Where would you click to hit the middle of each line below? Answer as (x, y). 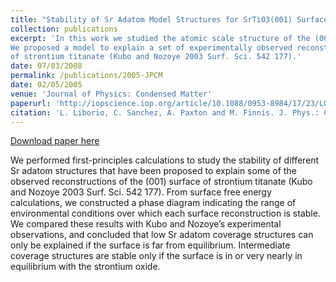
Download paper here (55, 141)
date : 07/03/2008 (46, 66)
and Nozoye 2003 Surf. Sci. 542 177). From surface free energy (141, 192)
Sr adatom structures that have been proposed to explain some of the (153, 171)
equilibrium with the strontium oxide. (85, 267)
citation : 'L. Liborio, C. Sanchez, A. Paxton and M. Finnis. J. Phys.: (165, 112)
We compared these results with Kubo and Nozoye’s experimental (146, 224)
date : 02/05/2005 (46, 85)
